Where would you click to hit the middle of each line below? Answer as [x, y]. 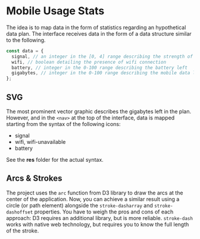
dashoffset [20, 212]
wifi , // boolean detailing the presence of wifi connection [89, 62]
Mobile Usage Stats [55, 11]
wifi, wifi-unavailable [40, 142]
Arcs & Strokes [34, 179]
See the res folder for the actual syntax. [55, 160]
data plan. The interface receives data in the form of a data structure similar [99, 33]
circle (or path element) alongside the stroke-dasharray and [79, 205]
